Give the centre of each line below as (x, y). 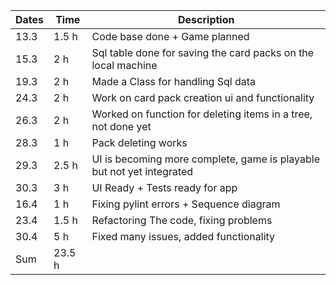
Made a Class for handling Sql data (173, 81)
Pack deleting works (139, 142)
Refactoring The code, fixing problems (182, 220)
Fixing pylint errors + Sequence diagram (186, 204)
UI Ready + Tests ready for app (164, 187)
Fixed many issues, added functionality (183, 236)
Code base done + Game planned (170, 36)
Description (206, 19)
